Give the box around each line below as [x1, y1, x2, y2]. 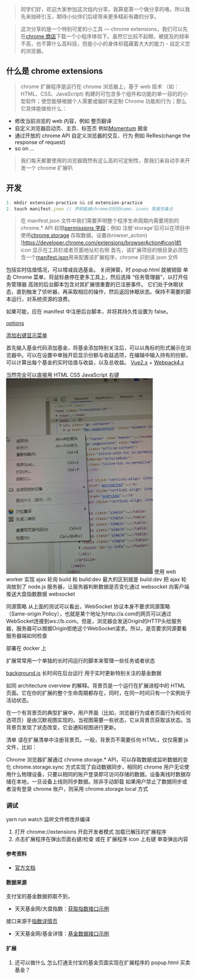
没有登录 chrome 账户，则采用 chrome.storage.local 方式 [11, 785, 148, 792]
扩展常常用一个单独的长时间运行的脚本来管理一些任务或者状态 [6, 657, 155, 664]
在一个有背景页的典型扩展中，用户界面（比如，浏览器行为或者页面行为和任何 [6, 709, 191, 716]
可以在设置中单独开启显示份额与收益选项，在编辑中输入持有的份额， [26, 352, 191, 359]
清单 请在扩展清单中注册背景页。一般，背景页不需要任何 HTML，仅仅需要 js [6, 736, 189, 743]
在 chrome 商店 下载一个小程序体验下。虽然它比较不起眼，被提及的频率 [20, 33, 189, 40]
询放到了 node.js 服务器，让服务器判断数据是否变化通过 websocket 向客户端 [6, 583, 189, 590]
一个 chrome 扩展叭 [25, 164, 73, 171]
